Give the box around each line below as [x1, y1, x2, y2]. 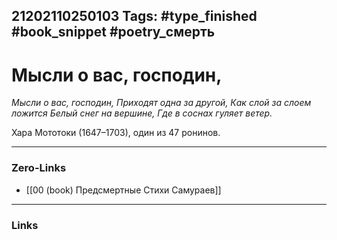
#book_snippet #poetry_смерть [11, 24, 216, 41]
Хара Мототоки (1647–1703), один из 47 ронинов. [11, 127, 221, 139]
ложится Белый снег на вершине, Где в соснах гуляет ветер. [11, 107, 273, 119]
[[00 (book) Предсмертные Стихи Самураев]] [25, 184, 222, 196]
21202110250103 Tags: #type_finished [11, 8, 258, 25]
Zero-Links [11, 161, 67, 175]
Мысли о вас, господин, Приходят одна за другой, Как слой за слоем [11, 97, 312, 109]
